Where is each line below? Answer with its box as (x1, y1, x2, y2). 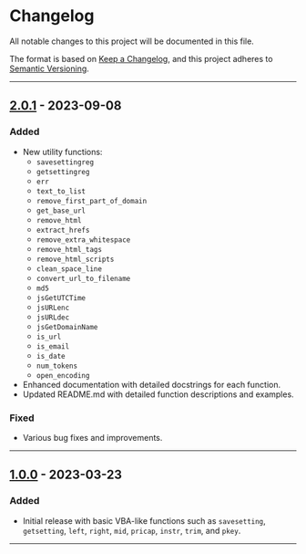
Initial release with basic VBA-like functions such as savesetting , (22, 515, 266, 526)
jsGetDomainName (36, 322, 98, 331)
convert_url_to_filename (36, 274, 131, 283)
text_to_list (36, 186, 87, 196)
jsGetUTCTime (36, 293, 87, 302)
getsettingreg (36, 167, 90, 176)
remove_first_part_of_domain (36, 196, 148, 205)
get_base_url (36, 206, 87, 215)
